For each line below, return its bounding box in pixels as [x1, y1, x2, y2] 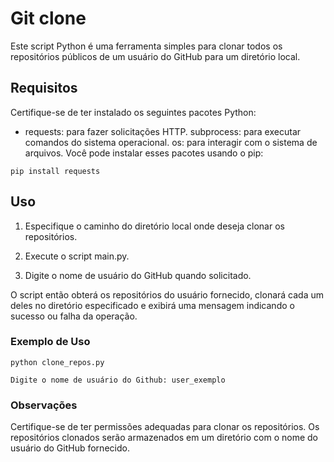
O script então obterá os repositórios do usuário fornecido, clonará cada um [10, 288, 325, 301]
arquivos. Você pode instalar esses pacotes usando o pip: [24, 147, 264, 159]
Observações [10, 398, 78, 412]
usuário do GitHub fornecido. [10, 442, 130, 454]
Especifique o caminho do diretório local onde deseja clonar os [24, 220, 285, 232]
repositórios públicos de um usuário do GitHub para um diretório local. [10, 50, 301, 62]
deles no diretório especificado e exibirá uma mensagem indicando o [10, 299, 295, 311]
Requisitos [10, 80, 78, 97]
